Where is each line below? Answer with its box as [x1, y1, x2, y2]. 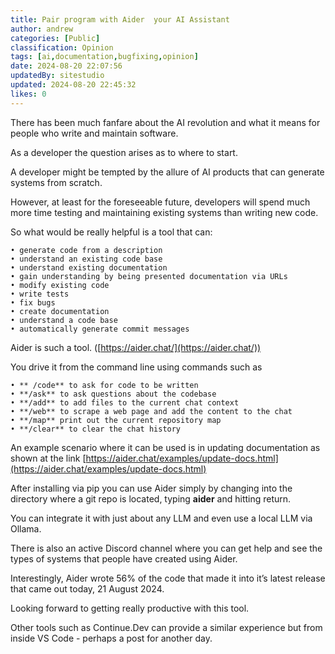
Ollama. [10, 522, 42, 535]
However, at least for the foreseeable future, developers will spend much [10, 196, 311, 208]
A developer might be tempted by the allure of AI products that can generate [10, 166, 325, 178]
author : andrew [10, 24, 74, 34]
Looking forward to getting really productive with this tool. [10, 602, 250, 614]
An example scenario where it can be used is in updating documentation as [10, 441, 321, 453]
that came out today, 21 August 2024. [10, 582, 165, 595]
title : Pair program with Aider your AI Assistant [10, 14, 230, 25]
